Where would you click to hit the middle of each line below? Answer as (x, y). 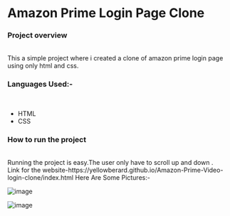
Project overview (37, 36)
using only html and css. (43, 66)
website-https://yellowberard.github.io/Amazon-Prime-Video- (133, 170)
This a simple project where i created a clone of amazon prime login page (115, 58)
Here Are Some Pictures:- (113, 178)
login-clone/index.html (41, 178)
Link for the (24, 170)
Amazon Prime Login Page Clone (106, 13)
